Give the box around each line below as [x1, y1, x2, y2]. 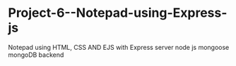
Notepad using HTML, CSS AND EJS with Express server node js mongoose [8, 43, 230, 51]
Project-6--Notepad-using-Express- [8, 5, 228, 21]
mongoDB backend [8, 51, 64, 59]
